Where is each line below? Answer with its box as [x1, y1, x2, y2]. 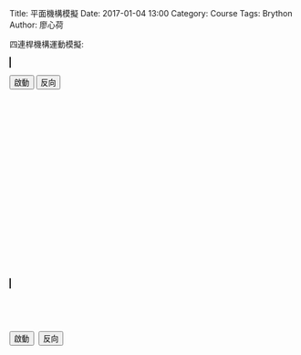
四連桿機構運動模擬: [9, 39, 85, 49]
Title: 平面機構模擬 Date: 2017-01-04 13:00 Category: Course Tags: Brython [9, 8, 293, 18]
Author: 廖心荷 [9, 19, 64, 30]
